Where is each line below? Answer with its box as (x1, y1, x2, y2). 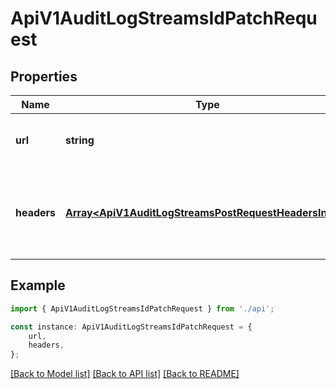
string (65, 133, 95, 147)
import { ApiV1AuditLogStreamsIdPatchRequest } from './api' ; (10, 303, 275, 314)
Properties (10, 68, 78, 85)
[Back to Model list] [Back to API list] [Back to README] (10, 368, 240, 380)
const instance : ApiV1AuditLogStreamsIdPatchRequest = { (10, 322, 253, 332)
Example (10, 277, 66, 294)
